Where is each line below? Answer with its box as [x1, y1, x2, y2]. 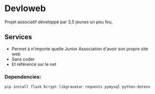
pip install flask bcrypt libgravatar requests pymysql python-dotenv [4, 84, 151, 90]
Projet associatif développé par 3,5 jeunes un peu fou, [4, 19, 113, 25]
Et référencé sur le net [11, 61, 56, 67]
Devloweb [4, 3, 46, 14]
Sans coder [11, 56, 35, 62]
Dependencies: [4, 73, 42, 80]
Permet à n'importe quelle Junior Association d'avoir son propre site [11, 46, 149, 51]
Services [4, 33, 33, 41]
